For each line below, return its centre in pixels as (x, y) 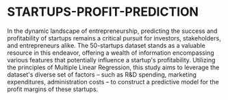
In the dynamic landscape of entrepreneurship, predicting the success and (112, 31)
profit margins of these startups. (53, 89)
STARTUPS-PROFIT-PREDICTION (103, 12)
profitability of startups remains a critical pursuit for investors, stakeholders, (114, 38)
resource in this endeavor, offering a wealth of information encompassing (111, 53)
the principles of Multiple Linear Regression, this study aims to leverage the (113, 67)
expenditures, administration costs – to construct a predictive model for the (113, 82)
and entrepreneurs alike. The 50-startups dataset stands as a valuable (106, 45)
